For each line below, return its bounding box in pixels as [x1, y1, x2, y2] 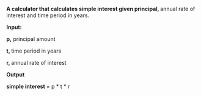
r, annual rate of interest [6, 59, 67, 66]
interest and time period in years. [6, 12, 90, 19]
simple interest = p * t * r [6, 83, 70, 90]
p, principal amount [6, 35, 56, 42]
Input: [6, 24, 22, 31]
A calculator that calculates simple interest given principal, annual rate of [6, 6, 196, 12]
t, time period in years [6, 47, 62, 54]
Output [6, 71, 25, 78]
